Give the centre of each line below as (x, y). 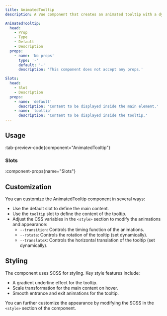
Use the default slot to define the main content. (61, 208)
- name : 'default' (33, 102)
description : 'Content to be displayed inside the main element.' (88, 106)
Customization (29, 187)
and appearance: (30, 224)
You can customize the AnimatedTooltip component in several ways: (75, 199)
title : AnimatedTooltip (30, 10)
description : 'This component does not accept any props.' (81, 70)
